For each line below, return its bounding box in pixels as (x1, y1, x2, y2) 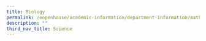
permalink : (6, 14, 34, 20)
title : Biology (6, 8, 45, 15)
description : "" (6, 20, 48, 26)
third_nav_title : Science (6, 25, 72, 32)
